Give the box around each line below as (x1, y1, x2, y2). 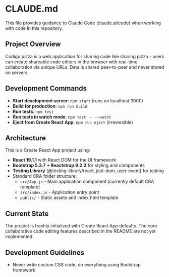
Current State (5, 209, 49, 218)
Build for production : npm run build (12, 103, 88, 109)
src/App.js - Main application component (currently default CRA (20, 178, 154, 185)
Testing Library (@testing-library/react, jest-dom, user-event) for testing (12, 168, 164, 174)
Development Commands (5, 84, 87, 93)
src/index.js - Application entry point (20, 189, 99, 195)
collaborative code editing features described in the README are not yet (5, 228, 156, 234)
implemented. (5, 233, 34, 240)
